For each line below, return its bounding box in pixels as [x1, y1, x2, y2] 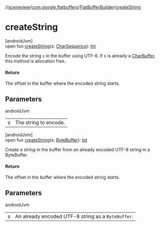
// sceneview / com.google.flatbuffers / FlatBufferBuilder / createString [5, 4, 141, 10]
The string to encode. [15, 119, 65, 126]
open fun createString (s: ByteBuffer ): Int [5, 137, 88, 143]
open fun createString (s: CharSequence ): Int [5, 43, 96, 49]
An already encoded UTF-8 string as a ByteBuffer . [15, 213, 134, 220]
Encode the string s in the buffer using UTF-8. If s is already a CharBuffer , [5, 53, 156, 58]
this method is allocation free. [5, 58, 66, 64]
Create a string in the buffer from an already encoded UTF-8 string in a [5, 146, 150, 153]
